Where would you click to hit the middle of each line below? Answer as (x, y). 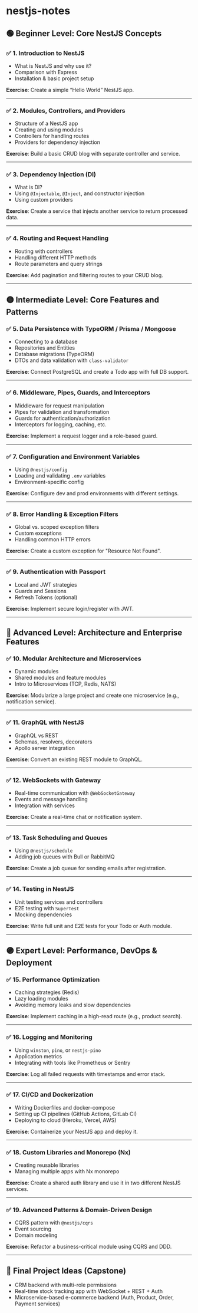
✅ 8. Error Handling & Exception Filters (62, 514)
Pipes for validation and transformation (62, 412)
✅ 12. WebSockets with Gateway (54, 780)
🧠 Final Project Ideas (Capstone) (66, 1271)
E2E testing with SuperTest (47, 908)
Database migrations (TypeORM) (55, 354)
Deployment (29, 962)
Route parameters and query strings (59, 264)
